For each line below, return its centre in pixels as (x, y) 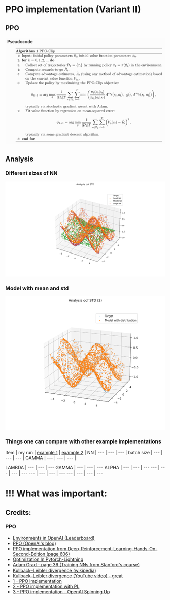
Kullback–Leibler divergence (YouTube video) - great (68, 576)
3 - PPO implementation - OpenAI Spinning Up (61, 592)
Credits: (18, 512)
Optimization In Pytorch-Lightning (48, 559)
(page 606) (58, 554)
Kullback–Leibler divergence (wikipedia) (54, 570)
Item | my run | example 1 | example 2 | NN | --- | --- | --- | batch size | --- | (84, 452)
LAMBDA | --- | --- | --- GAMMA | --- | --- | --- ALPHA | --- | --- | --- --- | (82, 467)
